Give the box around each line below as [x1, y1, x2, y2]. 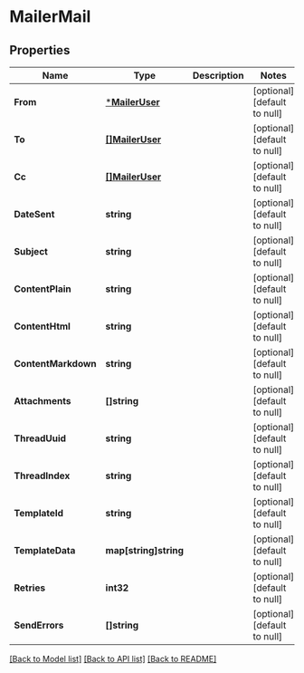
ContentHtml [14, 320, 71, 332]
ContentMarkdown [14, 358, 97, 370]
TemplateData [14, 544, 76, 556]
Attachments [14, 395, 71, 407]
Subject [14, 245, 48, 257]
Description [192, 70, 244, 82]
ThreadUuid [14, 432, 66, 445]
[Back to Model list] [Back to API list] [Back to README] [9, 654, 217, 664]
